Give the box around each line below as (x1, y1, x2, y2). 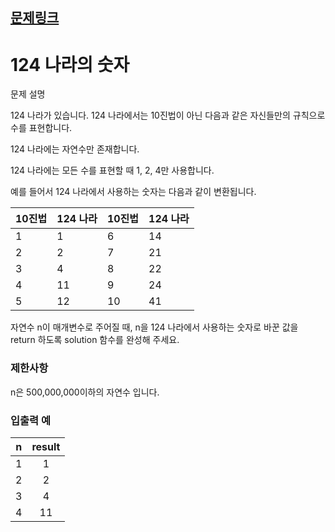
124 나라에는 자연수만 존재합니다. (10, 143, 140, 155)
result (31, 439, 61, 453)
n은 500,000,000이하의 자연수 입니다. (10, 386, 160, 398)
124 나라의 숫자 (10, 53, 130, 76)
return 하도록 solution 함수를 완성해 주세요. (10, 334, 180, 346)
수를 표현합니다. (10, 122, 73, 134)
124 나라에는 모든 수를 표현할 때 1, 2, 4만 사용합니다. (10, 164, 215, 177)
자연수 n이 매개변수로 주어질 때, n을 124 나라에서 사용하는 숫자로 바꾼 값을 (10, 321, 299, 333)
